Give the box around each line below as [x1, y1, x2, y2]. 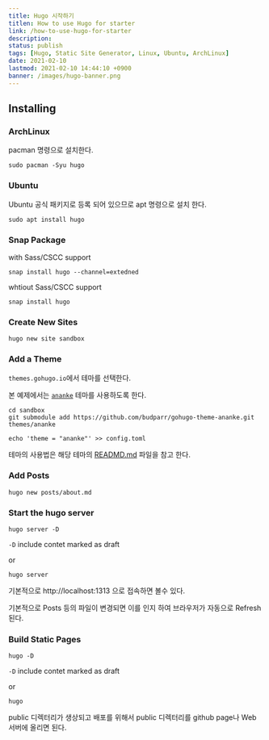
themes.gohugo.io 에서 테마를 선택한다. [8, 373, 132, 383]
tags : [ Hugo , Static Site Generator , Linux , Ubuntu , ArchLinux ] [8, 49, 229, 57]
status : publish [8, 42, 63, 50]
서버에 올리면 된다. [8, 723, 67, 733]
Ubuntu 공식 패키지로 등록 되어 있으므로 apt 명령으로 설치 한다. [8, 199, 208, 209]
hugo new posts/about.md [8, 488, 92, 496]
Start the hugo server [8, 507, 95, 518]
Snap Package [8, 234, 66, 245]
